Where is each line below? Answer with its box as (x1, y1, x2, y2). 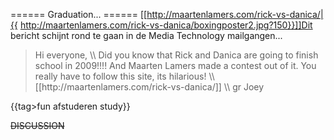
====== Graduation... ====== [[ (10, 9, 148, 20)
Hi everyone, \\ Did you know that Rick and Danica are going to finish (34, 49, 319, 61)
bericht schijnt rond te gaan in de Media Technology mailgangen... (10, 30, 283, 41)
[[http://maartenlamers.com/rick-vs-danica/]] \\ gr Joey (34, 81, 265, 93)
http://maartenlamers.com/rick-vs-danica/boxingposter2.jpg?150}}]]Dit (19, 19, 313, 31)
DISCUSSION (10, 120, 65, 131)
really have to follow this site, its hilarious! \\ (34, 70, 215, 82)
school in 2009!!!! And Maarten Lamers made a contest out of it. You (34, 60, 317, 71)
